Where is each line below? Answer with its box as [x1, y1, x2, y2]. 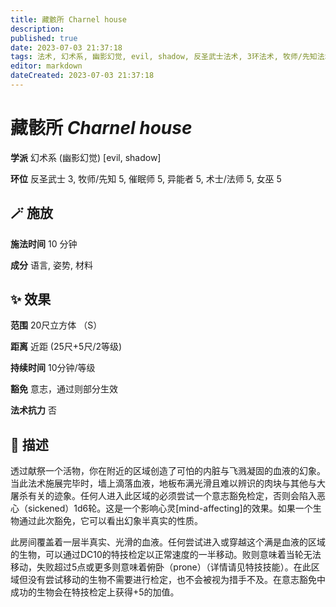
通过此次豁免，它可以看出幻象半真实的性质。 [18, 515, 203, 527]
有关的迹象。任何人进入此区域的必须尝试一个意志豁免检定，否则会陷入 [27, 490, 317, 502]
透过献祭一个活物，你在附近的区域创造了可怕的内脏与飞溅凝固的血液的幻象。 [10, 465, 326, 477]
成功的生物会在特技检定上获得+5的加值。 [10, 586, 180, 598]
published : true [10, 33, 78, 43]
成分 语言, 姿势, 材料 [10, 259, 93, 271]
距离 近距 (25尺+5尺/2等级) [10, 341, 123, 353]
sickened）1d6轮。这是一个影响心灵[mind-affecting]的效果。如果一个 [27, 502, 313, 515]
